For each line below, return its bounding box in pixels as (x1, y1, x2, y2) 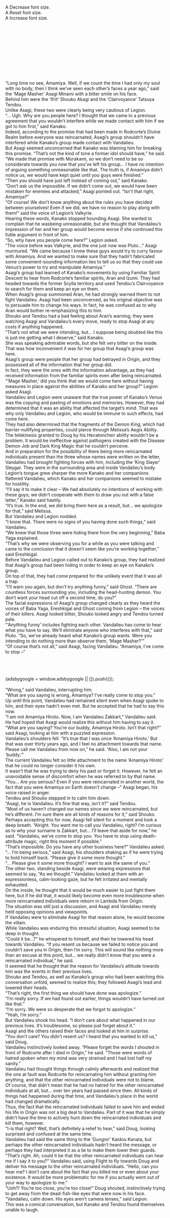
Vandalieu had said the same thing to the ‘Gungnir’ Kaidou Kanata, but (5, 1136, 152, 1142)
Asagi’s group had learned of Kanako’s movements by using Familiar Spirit (5, 270, 160, 275)
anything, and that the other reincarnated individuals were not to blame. (5, 1077, 155, 1082)
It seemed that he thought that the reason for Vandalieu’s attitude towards (5, 963, 160, 969)
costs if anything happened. (5, 324, 64, 330)
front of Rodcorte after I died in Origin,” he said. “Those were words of (5, 1050, 152, 1055)
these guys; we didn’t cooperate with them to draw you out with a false (5, 491, 154, 498)
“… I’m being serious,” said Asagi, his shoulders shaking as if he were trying (5, 849, 163, 855)
